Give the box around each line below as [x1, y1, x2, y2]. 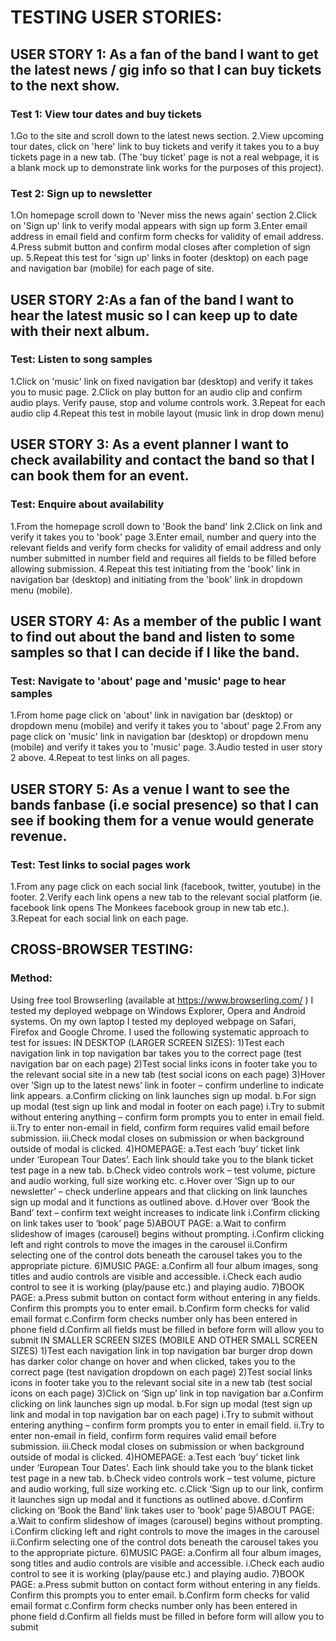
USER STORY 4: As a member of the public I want [10, 612, 322, 630]
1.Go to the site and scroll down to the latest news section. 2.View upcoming [10, 129, 324, 141]
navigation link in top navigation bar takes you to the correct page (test [10, 1047, 302, 1059]
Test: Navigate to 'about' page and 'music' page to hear [10, 674, 287, 688]
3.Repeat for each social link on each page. [10, 912, 189, 924]
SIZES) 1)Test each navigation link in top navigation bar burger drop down [10, 1344, 313, 1356]
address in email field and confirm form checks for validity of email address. [10, 231, 325, 243]
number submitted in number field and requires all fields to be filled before [10, 552, 317, 564]
